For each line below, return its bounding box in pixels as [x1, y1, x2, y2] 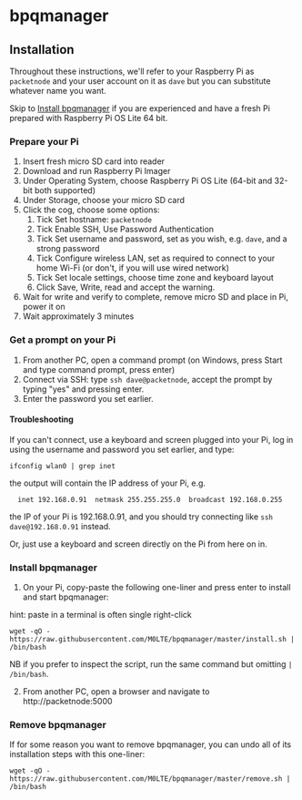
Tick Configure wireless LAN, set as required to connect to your [35, 252, 276, 264]
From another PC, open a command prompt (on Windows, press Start [22, 354, 283, 365]
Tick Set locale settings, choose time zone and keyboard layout [35, 272, 275, 283]
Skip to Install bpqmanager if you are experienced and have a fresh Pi [9, 103, 271, 114]
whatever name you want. [9, 86, 106, 96]
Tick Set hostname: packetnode [35, 214, 153, 225]
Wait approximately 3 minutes [22, 311, 135, 322]
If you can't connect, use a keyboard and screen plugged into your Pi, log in [9, 434, 294, 445]
